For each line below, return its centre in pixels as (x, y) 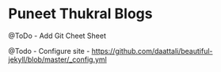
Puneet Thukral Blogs (80, 14)
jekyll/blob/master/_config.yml (57, 59)
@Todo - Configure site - (49, 51)
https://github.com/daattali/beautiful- (152, 51)
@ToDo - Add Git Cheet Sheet (57, 36)
